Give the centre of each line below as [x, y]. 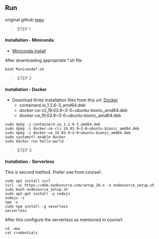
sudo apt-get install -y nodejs [37, 194]
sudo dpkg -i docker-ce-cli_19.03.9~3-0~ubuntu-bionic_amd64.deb [72, 129]
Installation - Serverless [30, 161]
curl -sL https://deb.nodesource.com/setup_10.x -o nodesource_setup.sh [80, 185]
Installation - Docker [26, 89]
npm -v [12, 202]
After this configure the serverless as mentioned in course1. [65, 220]
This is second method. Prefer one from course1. [54, 172]
